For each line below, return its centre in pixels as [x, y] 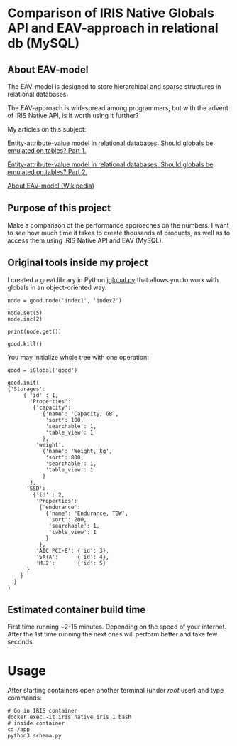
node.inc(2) [25, 319]
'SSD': [36, 489]
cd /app [19, 730]
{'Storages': [27, 389]
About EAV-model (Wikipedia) [51, 186]
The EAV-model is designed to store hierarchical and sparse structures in [114, 86]
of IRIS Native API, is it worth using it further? [73, 116]
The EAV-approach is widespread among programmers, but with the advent [118, 108]
